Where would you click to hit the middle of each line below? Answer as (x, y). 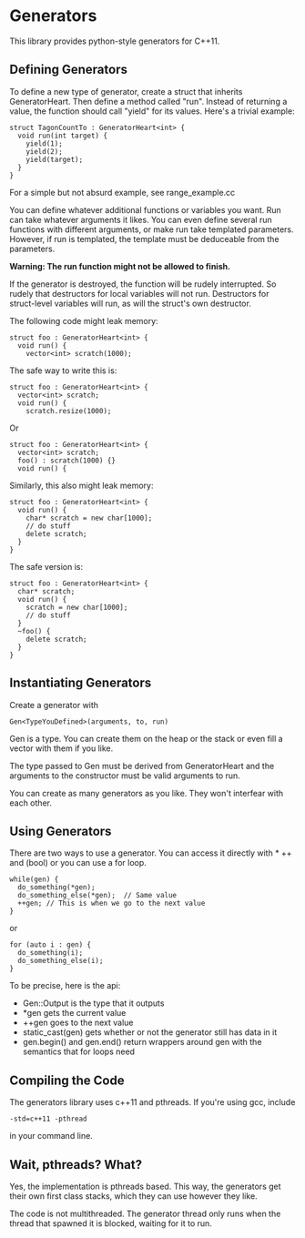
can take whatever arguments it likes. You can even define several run (141, 219)
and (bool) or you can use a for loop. (78, 863)
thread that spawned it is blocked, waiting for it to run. (111, 1223)
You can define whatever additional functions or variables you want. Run (146, 209)
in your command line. (51, 1136)
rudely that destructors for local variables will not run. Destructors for (139, 293)
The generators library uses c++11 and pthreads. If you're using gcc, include (152, 1102)
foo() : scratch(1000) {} (67, 461)
